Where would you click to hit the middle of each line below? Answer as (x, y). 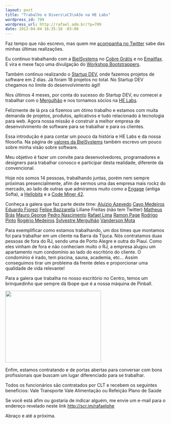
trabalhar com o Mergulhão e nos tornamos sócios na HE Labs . (71, 101)
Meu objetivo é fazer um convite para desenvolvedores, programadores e (83, 157)
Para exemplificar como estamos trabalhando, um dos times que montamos (85, 230)
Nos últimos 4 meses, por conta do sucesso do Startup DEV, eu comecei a (84, 95)
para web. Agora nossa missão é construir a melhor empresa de (73, 121)
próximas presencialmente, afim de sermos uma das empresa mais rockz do (86, 183)
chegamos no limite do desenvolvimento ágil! (53, 85)
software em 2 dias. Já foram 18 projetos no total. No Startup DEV (75, 80)
